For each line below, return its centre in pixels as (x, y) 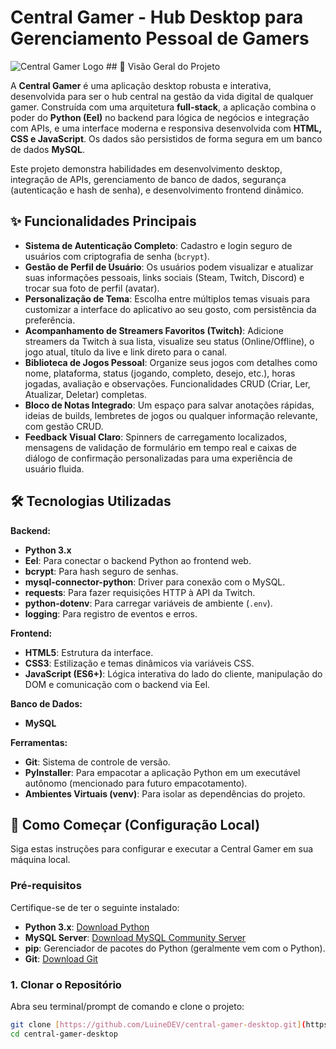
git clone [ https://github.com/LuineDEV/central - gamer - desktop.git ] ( (158, 1024)
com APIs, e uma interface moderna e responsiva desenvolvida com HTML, (166, 128)
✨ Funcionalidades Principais (103, 221)
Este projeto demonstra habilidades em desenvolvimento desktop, (146, 168)
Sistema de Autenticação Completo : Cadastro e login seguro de (158, 245)
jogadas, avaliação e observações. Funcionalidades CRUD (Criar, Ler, (167, 383)
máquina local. (40, 860)
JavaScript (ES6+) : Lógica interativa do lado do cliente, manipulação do (173, 673)
